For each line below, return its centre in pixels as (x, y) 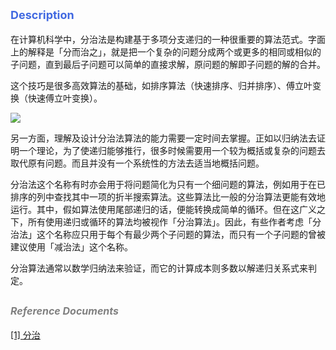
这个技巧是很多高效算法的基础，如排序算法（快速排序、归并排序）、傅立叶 (161, 85)
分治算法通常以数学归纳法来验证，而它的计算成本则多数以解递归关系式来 (159, 268)
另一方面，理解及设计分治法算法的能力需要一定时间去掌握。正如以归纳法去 (163, 138)
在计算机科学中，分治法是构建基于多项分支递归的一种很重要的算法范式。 (159, 39)
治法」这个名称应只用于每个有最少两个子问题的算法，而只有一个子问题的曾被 (168, 234)
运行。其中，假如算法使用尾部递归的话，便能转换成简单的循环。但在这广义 (163, 209)
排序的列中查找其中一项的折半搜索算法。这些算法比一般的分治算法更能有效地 (168, 196)
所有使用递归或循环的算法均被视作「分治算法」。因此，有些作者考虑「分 (174, 221)
